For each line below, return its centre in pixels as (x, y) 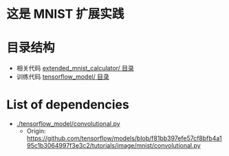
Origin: (36, 131)
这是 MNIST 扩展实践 (65, 14)
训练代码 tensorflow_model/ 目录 (63, 77)
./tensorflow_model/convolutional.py (68, 124)
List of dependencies (68, 105)
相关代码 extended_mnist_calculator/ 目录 (75, 68)
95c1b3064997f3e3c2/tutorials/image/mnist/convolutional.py (113, 146)
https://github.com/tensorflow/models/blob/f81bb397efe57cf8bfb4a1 (124, 138)
